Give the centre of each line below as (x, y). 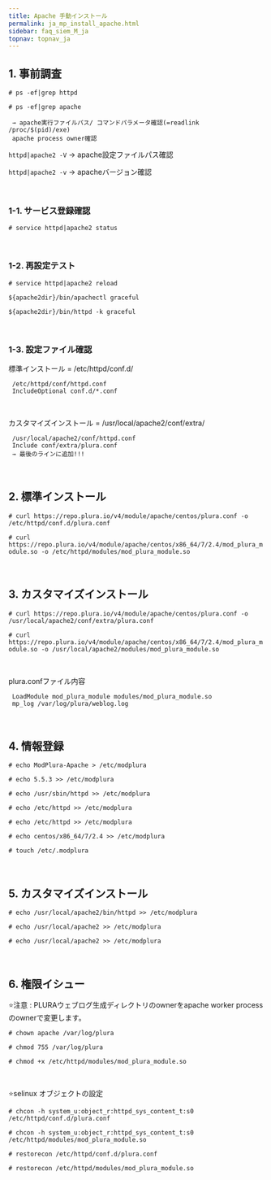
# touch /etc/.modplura (49, 851)
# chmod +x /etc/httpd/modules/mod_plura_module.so (97, 1062)
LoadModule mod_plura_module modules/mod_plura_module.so (112, 696)
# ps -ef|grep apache (45, 107)
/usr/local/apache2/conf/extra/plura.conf (81, 620)
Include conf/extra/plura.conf (65, 445)
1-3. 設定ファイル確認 (50, 349)
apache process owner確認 (54, 139)
